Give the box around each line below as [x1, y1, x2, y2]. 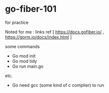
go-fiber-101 [5, 3, 57, 15]
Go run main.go [12, 63, 44, 69]
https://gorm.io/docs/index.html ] [5, 34, 72, 40]
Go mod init [12, 53, 36, 59]
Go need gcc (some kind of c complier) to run [12, 82, 104, 88]
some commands [5, 43, 40, 49]
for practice [5, 19, 29, 25]
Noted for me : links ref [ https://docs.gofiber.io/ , [5, 29, 104, 35]
